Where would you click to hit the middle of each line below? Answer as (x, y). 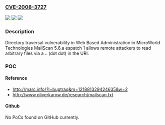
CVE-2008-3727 (26, 7)
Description (20, 32)
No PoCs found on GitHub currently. (42, 117)
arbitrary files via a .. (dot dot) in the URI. (47, 53)
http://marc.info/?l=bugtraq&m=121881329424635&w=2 (70, 89)
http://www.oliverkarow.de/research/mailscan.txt (63, 94)
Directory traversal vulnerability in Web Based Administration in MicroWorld (83, 42)
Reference (16, 78)
